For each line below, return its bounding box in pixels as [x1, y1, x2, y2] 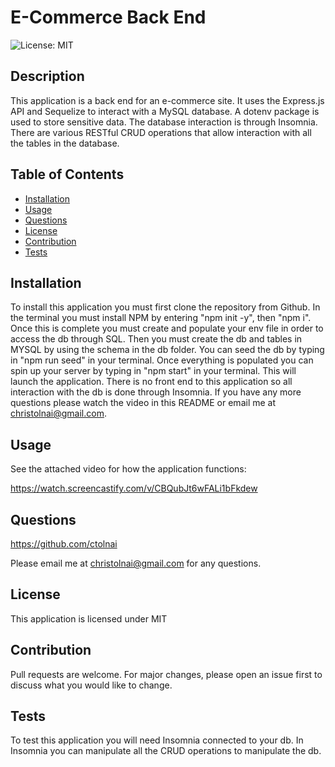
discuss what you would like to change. [10, 679, 173, 691]
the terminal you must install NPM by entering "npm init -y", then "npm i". [10, 312, 312, 324]
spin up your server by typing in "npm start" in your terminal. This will [10, 365, 297, 377]
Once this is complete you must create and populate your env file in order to [10, 322, 324, 335]
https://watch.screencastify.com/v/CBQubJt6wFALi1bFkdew [10, 482, 258, 495]
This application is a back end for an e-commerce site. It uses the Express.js [10, 94, 325, 106]
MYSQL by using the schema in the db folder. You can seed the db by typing [10, 344, 325, 356]
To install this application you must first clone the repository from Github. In [10, 301, 321, 313]
